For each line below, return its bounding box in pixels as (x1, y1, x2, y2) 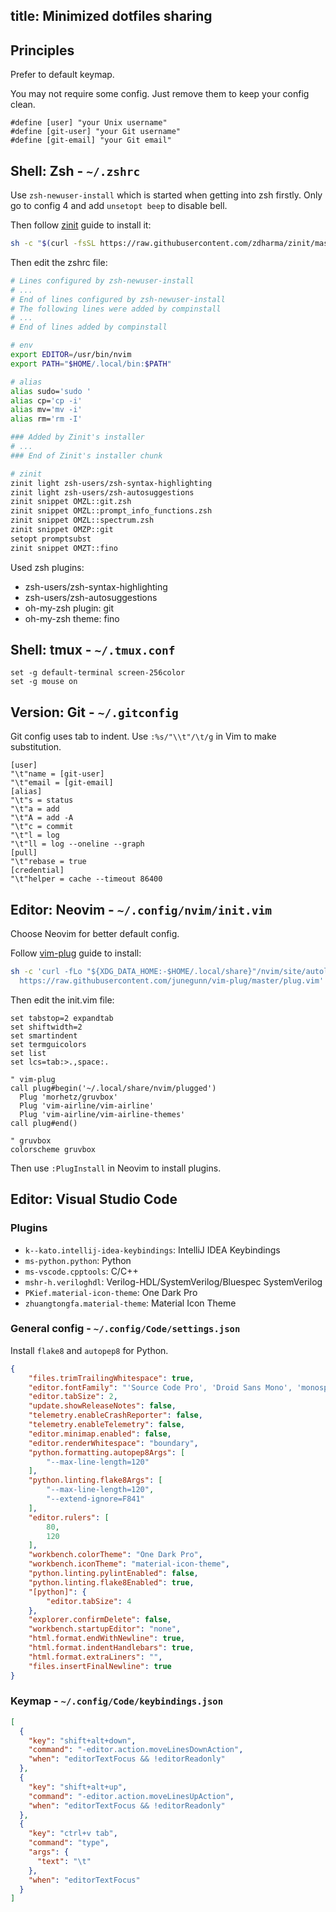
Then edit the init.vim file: (10, 994, 115, 1006)
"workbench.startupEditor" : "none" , (28, 1624, 182, 1634)
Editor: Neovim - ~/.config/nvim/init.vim (10, 901, 272, 918)
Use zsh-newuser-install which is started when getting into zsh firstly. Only (10, 189, 323, 201)
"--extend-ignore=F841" (46, 1494, 145, 1504)
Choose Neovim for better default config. (10, 928, 180, 940)
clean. (10, 99, 36, 111)
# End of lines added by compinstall (10, 322, 168, 333)
